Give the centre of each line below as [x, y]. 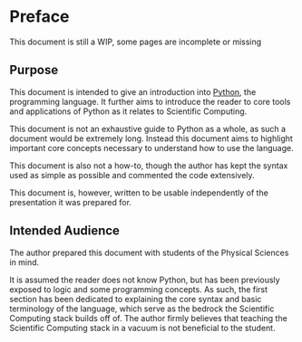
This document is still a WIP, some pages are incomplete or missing [136, 42]
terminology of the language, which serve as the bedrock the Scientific [142, 309]
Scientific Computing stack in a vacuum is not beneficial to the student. [142, 328]
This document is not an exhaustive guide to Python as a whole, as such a [148, 128]
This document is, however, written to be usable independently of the [139, 193]
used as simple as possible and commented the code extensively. [132, 175]
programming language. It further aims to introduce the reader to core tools [150, 101]
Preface [39, 17]
